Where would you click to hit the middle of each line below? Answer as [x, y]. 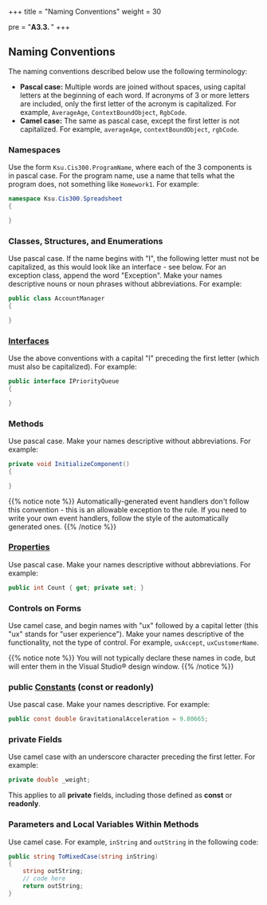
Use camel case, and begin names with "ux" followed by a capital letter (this [133, 625]
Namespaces [35, 149]
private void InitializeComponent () [69, 464]
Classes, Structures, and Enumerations [86, 241]
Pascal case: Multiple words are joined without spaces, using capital [132, 86]
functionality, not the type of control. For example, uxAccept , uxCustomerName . [133, 642]
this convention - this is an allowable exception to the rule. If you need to [128, 509]
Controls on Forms [45, 608]
